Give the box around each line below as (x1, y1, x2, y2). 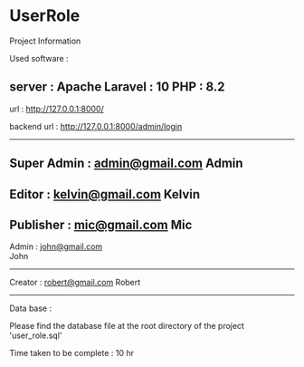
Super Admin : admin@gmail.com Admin (9, 156, 243, 171)
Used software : (9, 53, 70, 63)
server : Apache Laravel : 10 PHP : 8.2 (9, 79, 225, 95)
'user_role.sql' (9, 330, 62, 341)
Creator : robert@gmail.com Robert (9, 277, 141, 288)
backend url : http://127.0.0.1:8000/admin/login (9, 121, 183, 131)
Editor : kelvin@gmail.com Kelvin (9, 187, 201, 202)
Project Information (9, 35, 81, 46)
